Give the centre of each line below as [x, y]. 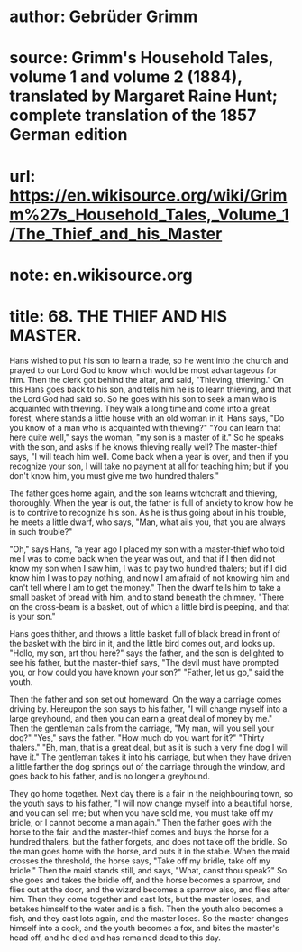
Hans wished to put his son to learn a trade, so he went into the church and [149, 360]
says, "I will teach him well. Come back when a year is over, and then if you [149, 456]
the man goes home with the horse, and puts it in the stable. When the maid [150, 851]
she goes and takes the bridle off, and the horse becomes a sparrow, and [145, 880]
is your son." [32, 616]
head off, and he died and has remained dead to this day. [115, 938]
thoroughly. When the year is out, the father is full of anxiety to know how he [151, 502]
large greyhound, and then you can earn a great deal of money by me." [141, 718]
